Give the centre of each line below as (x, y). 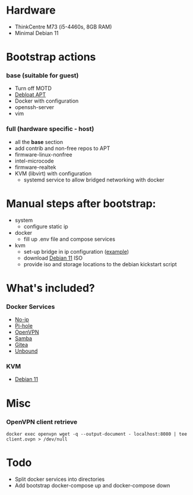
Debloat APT (30, 95)
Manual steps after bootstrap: (81, 204)
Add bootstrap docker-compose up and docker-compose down (92, 485)
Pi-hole (23, 326)
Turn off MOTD (33, 88)
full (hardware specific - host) (50, 129)
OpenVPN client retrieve (42, 421)
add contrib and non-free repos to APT (62, 148)
